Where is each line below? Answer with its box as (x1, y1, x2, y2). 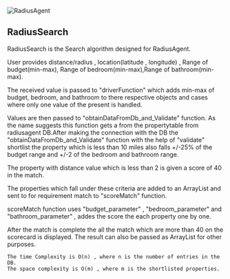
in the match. (7, 170, 45, 179)
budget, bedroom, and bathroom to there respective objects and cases (7, 93, 208, 101)
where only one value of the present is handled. (7, 100, 143, 109)
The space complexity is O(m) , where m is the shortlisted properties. (7, 265, 220, 272)
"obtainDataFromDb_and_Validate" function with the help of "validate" (7, 135, 205, 144)
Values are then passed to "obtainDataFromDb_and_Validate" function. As (7, 113, 216, 122)
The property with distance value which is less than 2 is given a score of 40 (7, 164, 222, 172)
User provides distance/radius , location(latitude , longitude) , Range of (7, 58, 209, 66)
